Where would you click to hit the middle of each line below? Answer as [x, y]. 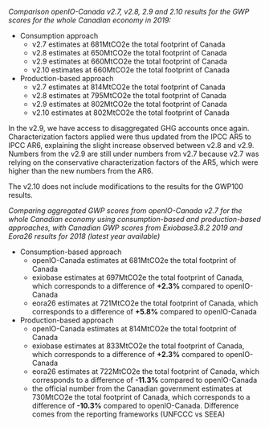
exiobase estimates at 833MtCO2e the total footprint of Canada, [138, 346]
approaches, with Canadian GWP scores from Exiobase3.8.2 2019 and [126, 228]
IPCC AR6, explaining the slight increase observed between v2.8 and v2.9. [131, 145]
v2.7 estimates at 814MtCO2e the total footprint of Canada [129, 87]
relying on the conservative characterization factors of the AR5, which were [133, 162]
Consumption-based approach [71, 252]
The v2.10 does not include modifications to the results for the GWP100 [126, 187]
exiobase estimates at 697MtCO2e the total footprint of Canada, [138, 277]
